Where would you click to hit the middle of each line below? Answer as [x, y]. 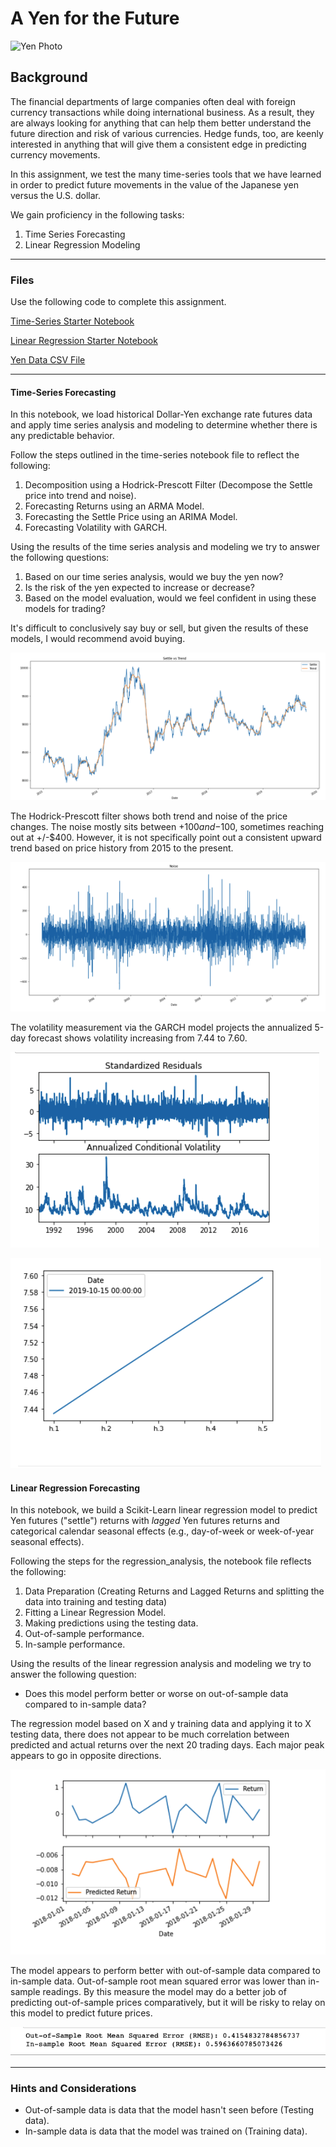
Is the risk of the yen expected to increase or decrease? [139, 588]
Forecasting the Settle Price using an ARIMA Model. [131, 517]
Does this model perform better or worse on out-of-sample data [156, 1694]
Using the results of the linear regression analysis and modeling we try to [161, 1664]
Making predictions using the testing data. [111, 1623]
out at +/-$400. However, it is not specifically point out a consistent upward [166, 837]
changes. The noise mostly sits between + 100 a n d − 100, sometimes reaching [167, 826]
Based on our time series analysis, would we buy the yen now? [154, 577]
